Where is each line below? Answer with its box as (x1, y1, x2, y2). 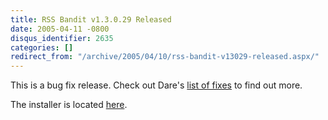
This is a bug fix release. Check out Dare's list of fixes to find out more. (10, 79, 303, 91)
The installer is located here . (10, 99, 128, 111)
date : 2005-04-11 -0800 (10, 24, 110, 34)
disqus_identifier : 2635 (10, 33, 114, 43)
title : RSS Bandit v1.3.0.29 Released (10, 14, 172, 25)
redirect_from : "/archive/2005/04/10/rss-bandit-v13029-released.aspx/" (10, 52, 320, 62)
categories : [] (10, 42, 74, 53)
